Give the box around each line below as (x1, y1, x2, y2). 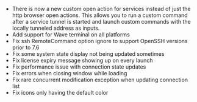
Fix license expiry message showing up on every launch (12, 57, 154, 64)
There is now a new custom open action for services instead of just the (12, 5, 191, 12)
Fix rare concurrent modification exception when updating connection (12, 76, 188, 83)
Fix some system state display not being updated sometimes (12, 50, 165, 57)
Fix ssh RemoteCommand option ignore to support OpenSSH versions (12, 38, 188, 44)
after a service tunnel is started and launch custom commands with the (12, 18, 191, 25)
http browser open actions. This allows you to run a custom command (12, 12, 188, 19)
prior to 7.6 (12, 44, 40, 51)
